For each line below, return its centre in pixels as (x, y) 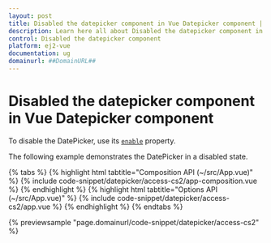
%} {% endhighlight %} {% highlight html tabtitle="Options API (113, 189)
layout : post (30, 16)
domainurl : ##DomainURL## (52, 62)
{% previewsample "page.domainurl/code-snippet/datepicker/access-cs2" (134, 222)
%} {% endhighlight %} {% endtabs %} (118, 207)
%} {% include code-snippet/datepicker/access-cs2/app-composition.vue (133, 181)
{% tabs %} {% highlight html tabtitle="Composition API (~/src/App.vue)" (131, 172)
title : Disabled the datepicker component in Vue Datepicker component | (136, 23)
